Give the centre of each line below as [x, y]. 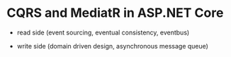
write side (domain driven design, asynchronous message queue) [112, 46]
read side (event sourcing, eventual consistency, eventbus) [103, 32]
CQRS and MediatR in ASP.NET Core [115, 13]
